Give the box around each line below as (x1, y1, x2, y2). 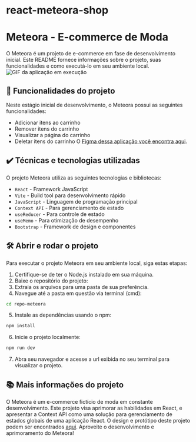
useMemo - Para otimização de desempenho (14, 217, 119, 224)
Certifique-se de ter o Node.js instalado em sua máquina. (14, 271, 154, 278)
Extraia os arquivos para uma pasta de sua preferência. (14, 283, 149, 290)
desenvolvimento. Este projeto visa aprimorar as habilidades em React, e (6, 404, 182, 411)
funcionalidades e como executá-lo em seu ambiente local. (6, 62, 150, 69)
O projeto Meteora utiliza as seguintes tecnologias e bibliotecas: (6, 174, 162, 181)
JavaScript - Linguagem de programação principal (14, 198, 138, 205)
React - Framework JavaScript (14, 185, 88, 192)
